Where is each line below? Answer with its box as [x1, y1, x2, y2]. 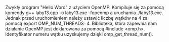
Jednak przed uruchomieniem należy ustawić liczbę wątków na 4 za [5, 15, 148, 21]
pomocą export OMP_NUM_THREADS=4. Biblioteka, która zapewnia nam [5, 20, 157, 26]
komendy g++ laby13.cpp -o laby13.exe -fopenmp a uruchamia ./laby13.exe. [5, 10, 163, 16]
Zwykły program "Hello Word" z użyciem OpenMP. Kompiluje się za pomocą [5, 5, 164, 10]
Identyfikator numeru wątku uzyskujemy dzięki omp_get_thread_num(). [5, 31, 153, 37]
